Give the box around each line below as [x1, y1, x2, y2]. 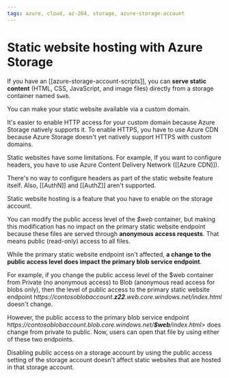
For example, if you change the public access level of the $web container [7, 270, 214, 279]
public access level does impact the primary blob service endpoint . [7, 257, 202, 265]
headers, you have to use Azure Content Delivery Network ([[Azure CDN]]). [7, 161, 219, 169]
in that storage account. [7, 363, 75, 371]
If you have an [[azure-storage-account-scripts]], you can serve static [7, 77, 207, 85]
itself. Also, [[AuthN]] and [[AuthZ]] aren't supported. [7, 181, 157, 189]
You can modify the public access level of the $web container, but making [7, 215, 216, 223]
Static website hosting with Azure [7, 39, 203, 55]
